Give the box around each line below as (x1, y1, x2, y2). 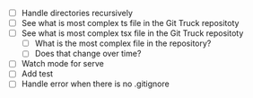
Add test (21, 68, 54, 79)
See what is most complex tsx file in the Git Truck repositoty (21, 28, 244, 39)
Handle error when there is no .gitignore (21, 78, 170, 89)
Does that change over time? (34, 49, 142, 59)
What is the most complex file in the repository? (34, 38, 212, 49)
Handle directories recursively (21, 8, 134, 18)
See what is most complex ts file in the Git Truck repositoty (21, 18, 240, 29)
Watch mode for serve (21, 58, 104, 69)
